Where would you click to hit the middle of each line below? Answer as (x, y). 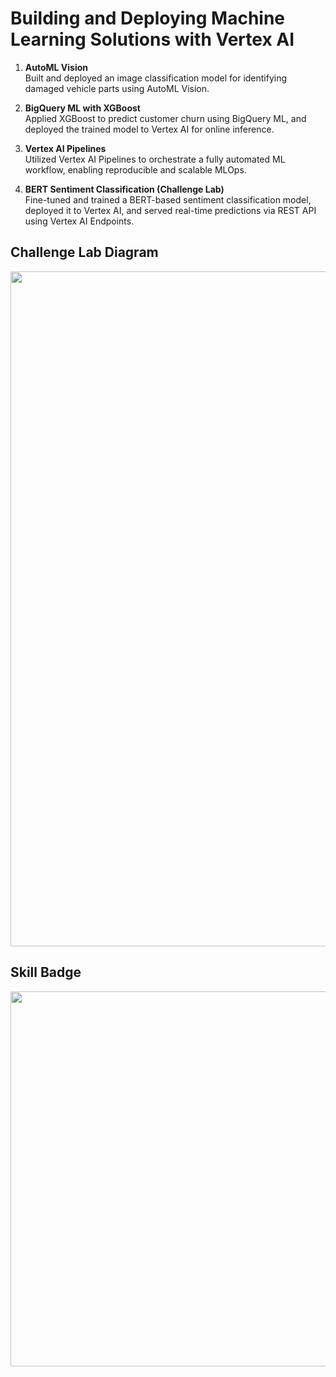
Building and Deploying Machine (148, 18)
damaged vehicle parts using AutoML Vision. (117, 88)
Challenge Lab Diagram (84, 252)
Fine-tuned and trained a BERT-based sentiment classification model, (168, 199)
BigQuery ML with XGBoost (82, 108)
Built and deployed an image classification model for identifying (156, 78)
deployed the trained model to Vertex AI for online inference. (149, 129)
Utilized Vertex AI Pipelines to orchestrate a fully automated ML (155, 159)
